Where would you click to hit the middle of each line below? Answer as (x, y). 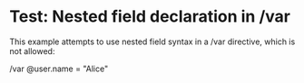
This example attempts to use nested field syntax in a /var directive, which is (152, 41)
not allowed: (32, 51)
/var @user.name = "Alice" (59, 69)
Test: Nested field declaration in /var (150, 17)
